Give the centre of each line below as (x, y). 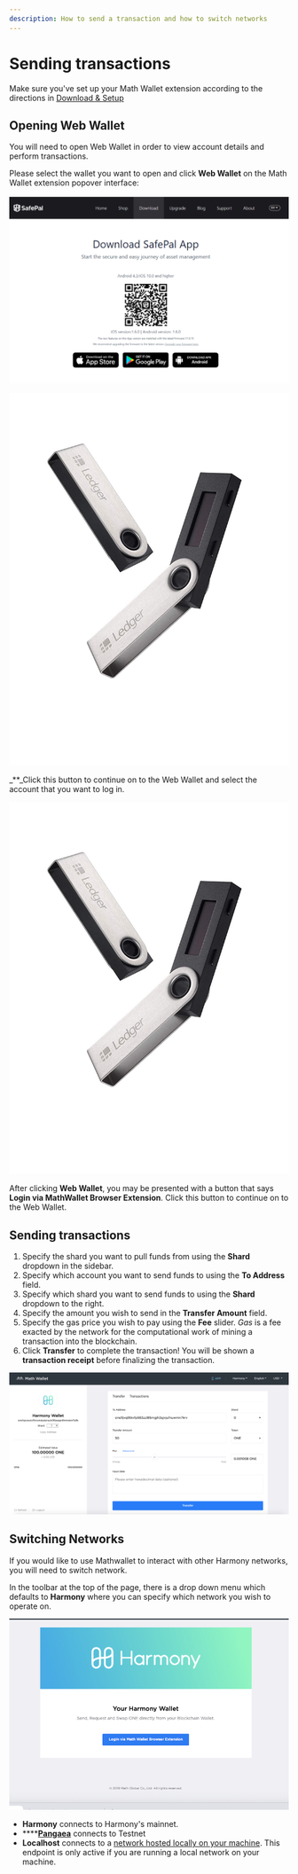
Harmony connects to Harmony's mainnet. (100, 1824)
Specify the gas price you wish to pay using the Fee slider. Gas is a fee (152, 1322)
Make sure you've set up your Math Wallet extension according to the (136, 88)
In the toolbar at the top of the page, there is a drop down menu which (137, 1587)
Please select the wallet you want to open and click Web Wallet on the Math (148, 174)
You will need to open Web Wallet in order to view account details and (137, 147)
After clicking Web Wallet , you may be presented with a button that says (141, 1188)
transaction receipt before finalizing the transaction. (118, 1360)
